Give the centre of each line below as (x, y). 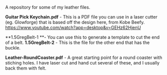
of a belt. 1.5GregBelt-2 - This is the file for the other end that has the (77, 42)
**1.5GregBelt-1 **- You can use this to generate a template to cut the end (82, 37)
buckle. (13, 48)
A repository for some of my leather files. (48, 7)
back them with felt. (26, 68)
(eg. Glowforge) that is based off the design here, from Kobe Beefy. (75, 22)
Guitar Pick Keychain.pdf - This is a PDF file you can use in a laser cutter (81, 17)
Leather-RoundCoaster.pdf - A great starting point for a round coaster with (84, 57)
